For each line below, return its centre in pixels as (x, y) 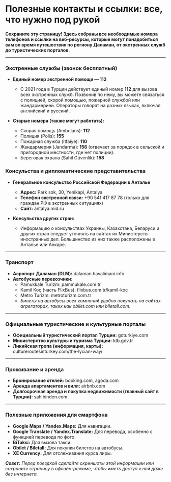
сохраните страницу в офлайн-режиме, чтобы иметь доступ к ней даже (84, 468)
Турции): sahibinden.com (40, 397)
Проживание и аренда (35, 370)
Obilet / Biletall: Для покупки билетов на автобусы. (68, 448)
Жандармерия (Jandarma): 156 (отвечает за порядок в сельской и (92, 147)
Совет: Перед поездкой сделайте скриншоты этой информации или (80, 463)
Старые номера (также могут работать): (58, 121)
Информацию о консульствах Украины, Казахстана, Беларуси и (90, 228)
